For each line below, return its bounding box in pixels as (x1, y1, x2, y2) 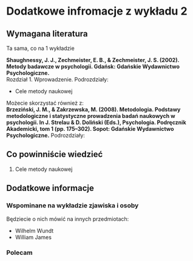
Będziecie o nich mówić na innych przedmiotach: (6, 215, 129, 223)
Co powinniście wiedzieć (6, 149, 103, 159)
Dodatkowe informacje (6, 183, 94, 193)
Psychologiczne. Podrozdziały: (6, 132, 85, 139)
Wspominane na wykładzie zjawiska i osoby (6, 201, 139, 210)
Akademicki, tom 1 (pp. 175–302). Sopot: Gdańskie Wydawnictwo (6, 125, 174, 132)
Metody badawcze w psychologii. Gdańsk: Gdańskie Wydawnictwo (6, 63, 180, 70)
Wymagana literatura (6, 29, 88, 39)
